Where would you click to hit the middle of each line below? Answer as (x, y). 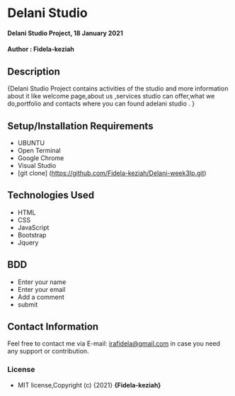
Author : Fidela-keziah (41, 49)
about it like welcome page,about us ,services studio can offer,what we (111, 96)
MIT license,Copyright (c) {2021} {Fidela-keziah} (89, 385)
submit (28, 304)
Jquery (28, 242)
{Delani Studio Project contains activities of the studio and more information (118, 89)
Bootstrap (32, 234)
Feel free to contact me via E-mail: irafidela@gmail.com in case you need (114, 344)
